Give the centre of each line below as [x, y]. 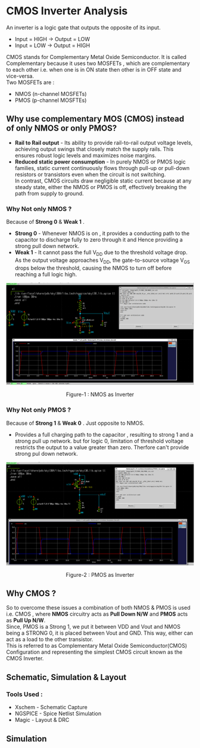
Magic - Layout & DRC [42, 720]
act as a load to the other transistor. [50, 639]
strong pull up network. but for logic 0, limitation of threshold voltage [99, 441]
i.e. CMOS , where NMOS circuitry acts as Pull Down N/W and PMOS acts [97, 614]
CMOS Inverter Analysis [67, 11]
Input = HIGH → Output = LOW [52, 39]
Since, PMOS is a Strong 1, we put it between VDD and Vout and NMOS [93, 627]
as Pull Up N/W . [26, 620]
